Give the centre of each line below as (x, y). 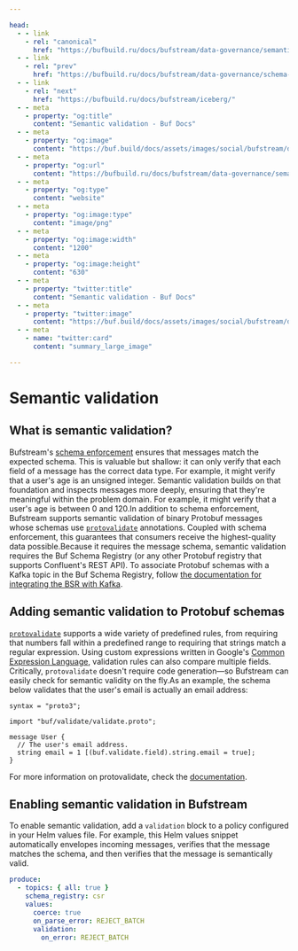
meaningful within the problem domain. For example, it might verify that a (143, 499)
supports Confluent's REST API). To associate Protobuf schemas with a (139, 565)
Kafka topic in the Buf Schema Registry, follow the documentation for (135, 574)
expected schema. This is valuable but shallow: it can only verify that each (145, 461)
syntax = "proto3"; (45, 705)
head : (19, 25)
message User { (37, 737)
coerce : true (57, 912)
